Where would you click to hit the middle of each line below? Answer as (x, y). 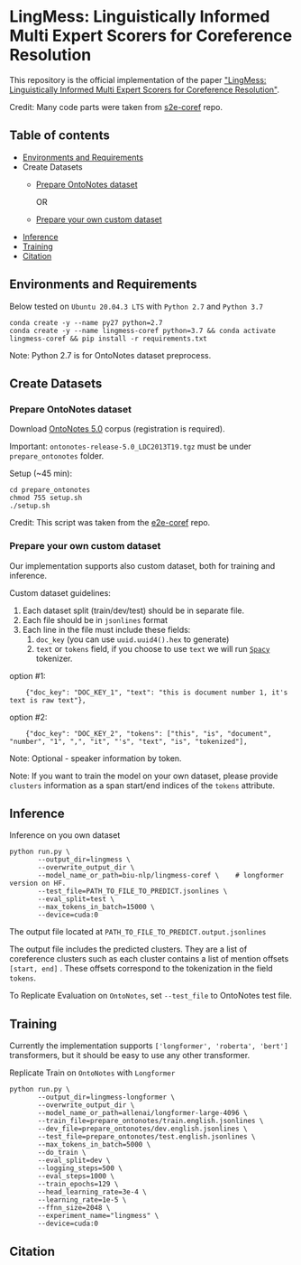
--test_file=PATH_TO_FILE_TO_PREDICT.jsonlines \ (132, 891)
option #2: (28, 717)
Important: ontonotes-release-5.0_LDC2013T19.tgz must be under (131, 446)
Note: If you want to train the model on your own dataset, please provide (144, 776)
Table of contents (59, 136)
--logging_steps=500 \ (80, 1168)
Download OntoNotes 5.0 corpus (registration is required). (117, 429)
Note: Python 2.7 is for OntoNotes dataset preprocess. (110, 355)
